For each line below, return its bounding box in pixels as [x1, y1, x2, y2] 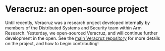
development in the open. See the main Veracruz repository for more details [5, 35, 160, 41]
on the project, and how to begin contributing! [5, 40, 99, 46]
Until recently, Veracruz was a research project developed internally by [5, 20, 150, 25]
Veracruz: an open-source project [5, 3, 148, 15]
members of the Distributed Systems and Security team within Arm [5, 25, 142, 30]
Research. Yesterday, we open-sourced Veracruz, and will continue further [5, 30, 158, 36]
